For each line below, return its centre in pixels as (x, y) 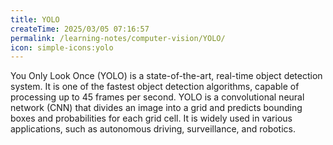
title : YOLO (35, 19)
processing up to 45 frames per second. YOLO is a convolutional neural (157, 97)
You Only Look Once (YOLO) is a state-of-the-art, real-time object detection (166, 76)
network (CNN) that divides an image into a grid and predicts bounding (156, 108)
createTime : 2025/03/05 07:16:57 (80, 29)
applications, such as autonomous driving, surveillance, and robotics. (153, 129)
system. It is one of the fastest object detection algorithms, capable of (155, 87)
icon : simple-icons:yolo (62, 47)
